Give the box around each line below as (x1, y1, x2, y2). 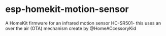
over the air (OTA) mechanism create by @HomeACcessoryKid (5, 25, 137, 31)
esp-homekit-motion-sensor (5, 3, 129, 15)
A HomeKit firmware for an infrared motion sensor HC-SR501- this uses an (5, 20, 161, 26)
